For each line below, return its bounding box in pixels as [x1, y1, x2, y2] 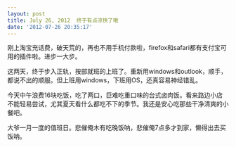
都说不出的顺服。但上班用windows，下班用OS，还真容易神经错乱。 [7, 76, 202, 84]
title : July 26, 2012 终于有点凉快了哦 [7, 17, 119, 24]
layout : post [7, 10, 46, 18]
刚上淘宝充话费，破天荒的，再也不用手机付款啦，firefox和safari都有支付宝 [7, 44, 221, 52]
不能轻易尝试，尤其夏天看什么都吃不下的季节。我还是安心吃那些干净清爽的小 [7, 100, 229, 108]
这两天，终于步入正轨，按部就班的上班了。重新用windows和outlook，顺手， [7, 68, 227, 76]
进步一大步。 [44, 52, 81, 60]
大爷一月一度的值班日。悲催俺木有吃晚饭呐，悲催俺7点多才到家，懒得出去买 [7, 124, 226, 132]
